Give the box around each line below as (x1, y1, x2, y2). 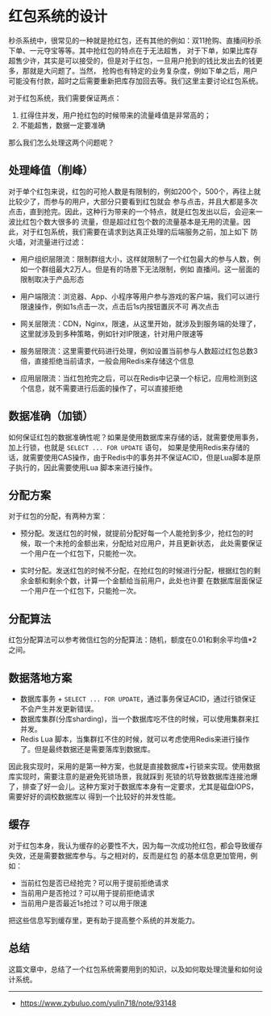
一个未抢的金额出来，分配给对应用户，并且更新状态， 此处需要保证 (41, 539, 263, 548)
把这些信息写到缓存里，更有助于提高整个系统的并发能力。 (8, 915, 199, 925)
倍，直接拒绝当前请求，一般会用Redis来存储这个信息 (19, 356, 195, 366)
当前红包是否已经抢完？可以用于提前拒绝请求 (19, 878, 169, 888)
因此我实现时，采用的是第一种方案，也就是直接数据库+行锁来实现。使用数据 (8, 762, 261, 771)
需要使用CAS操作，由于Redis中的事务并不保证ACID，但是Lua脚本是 (29, 452, 254, 462)
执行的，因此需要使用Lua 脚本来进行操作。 (15, 462, 157, 472)
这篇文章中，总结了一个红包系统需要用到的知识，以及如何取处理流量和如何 (8, 964, 256, 974)
